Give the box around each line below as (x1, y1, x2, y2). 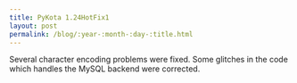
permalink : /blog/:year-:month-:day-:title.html (9, 29, 194, 38)
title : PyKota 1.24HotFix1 (9, 12, 110, 22)
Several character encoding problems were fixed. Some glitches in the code (9, 54, 288, 65)
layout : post (9, 21, 58, 30)
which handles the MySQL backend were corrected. (9, 63, 201, 74)
